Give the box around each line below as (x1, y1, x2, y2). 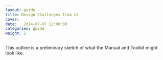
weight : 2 (5, 31, 27, 36)
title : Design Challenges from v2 (5, 12, 79, 17)
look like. (5, 50, 25, 56)
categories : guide (5, 26, 44, 31)
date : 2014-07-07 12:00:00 (5, 21, 67, 27)
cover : (5, 17, 19, 22)
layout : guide (5, 7, 36, 13)
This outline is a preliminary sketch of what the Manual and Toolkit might (5, 45, 158, 50)
